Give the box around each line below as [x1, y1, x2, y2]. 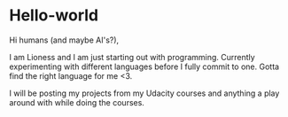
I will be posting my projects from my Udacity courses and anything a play [9, 88, 280, 98]
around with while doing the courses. [9, 97, 144, 107]
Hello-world [9, 5, 99, 26]
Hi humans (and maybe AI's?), [9, 35, 120, 45]
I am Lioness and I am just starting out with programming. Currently [9, 51, 255, 62]
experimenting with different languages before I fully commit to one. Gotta [9, 61, 280, 72]
